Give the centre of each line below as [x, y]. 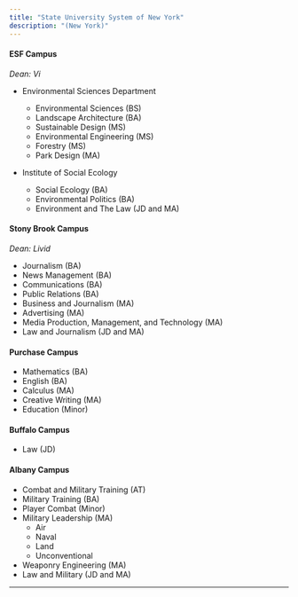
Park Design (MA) [67, 155]
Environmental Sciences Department [89, 90]
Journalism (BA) [51, 265]
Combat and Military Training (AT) [84, 490]
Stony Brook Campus [49, 229]
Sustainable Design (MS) [81, 127]
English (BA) [45, 381]
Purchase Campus [44, 352]
